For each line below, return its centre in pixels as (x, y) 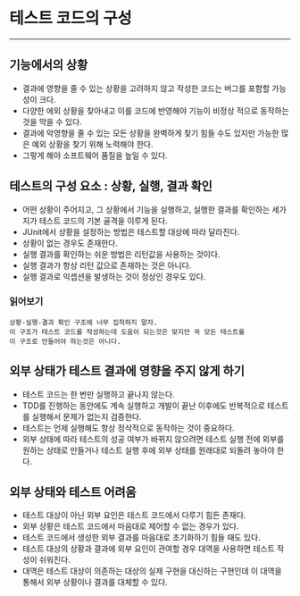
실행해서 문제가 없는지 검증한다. (87, 416)
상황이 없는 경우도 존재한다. (70, 243)
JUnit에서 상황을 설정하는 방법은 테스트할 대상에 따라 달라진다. (131, 231)
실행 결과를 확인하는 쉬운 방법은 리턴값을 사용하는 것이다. (121, 254)
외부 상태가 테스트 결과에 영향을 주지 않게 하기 (127, 371)
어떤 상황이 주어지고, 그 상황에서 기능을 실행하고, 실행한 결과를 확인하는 (146, 209)
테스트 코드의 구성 (71, 18)
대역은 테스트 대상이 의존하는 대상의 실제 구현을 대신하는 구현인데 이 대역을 (152, 571)
